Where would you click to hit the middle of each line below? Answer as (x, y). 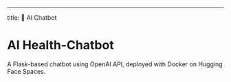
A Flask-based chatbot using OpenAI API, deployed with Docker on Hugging (115, 64)
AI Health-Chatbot (61, 45)
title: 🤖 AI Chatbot (32, 17)
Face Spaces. (26, 71)
